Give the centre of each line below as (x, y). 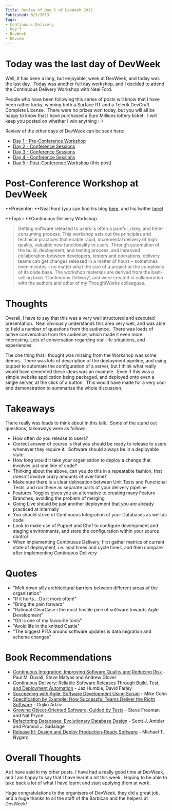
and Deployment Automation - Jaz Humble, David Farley (72, 688)
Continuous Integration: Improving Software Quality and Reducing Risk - (89, 672)
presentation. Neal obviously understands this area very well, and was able (85, 323)
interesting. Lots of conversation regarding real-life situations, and (75, 340)
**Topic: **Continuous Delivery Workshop (51, 218)
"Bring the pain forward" (39, 604)
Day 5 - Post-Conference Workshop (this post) (62, 163)
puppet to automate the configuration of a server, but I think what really (81, 366)
